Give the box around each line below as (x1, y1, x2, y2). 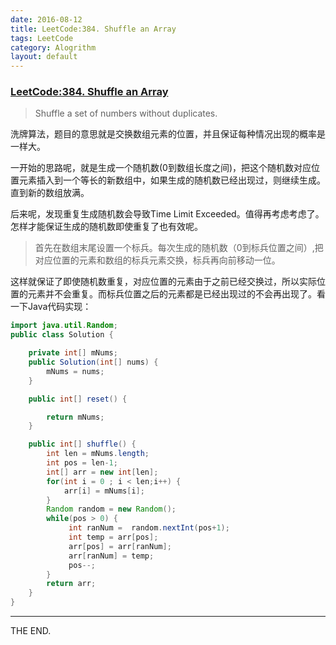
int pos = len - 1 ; (46, 458, 118, 468)
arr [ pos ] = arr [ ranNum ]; (68, 541, 172, 551)
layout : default (10, 52, 78, 62)
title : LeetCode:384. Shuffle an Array (10, 24, 177, 34)
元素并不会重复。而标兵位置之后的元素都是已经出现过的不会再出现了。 (27, 288, 317, 300)
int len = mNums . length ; (46, 449, 150, 459)
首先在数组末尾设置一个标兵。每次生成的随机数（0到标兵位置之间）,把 (34, 242, 324, 254)
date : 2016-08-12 (10, 14, 83, 25)
